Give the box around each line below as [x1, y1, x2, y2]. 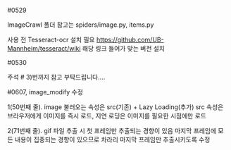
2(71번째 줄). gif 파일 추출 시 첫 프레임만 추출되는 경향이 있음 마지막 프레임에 [7, 127, 217, 135]
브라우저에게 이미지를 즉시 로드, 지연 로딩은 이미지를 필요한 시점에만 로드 [7, 112, 206, 120]
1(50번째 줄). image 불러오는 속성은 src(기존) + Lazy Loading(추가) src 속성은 [7, 103, 224, 111]
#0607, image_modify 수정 [7, 88, 83, 96]
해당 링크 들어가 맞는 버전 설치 [82, 44, 166, 52]
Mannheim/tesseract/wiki [7, 44, 81, 52]
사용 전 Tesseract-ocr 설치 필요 [7, 35, 95, 44]
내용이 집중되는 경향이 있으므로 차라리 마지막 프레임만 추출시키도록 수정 [14, 135, 211, 144]
